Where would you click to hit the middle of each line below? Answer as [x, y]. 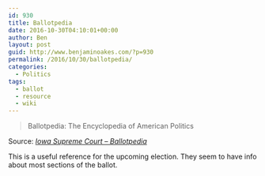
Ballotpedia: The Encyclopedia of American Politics [110, 126]
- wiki [26, 103]
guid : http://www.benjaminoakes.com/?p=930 [81, 52]
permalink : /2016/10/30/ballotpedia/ [70, 60]
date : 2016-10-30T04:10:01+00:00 [63, 30]
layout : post [30, 45]
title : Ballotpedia [40, 23]
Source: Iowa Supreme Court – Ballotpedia [78, 141]
